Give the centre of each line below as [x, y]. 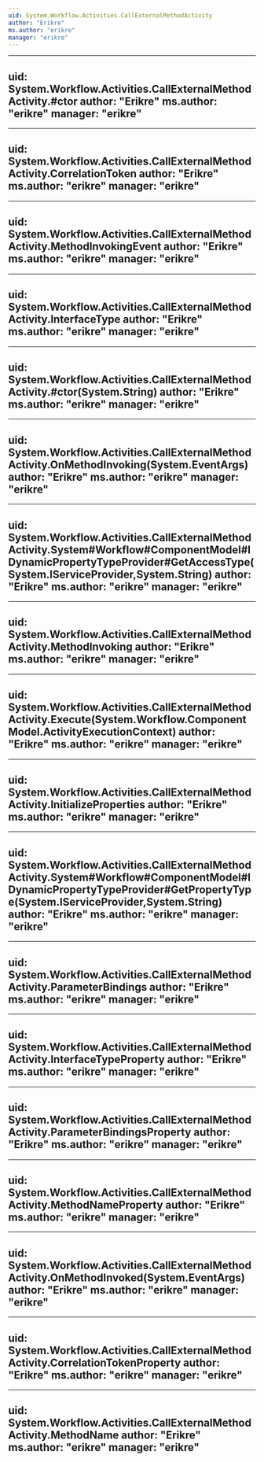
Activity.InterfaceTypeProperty [86, 1060]
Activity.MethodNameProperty [86, 1205]
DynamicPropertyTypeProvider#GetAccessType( [131, 562]
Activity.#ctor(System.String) [83, 391]
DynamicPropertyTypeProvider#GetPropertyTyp [130, 890]
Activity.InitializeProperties [77, 805]
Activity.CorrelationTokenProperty [95, 1362]
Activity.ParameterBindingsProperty [100, 1133]
